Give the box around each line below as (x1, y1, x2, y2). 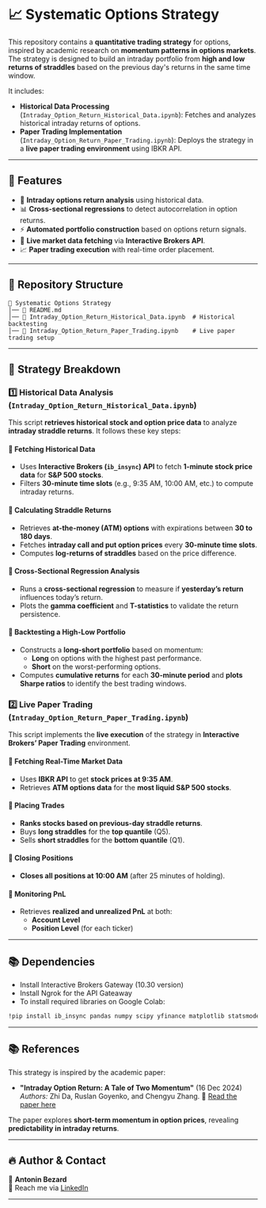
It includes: (8, 86, 44, 95)
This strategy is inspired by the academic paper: (8, 1067, 166, 1077)
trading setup (8, 334, 55, 342)
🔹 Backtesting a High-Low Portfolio (8, 627, 126, 637)
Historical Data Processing (19, 101, 110, 111)
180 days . (19, 531, 53, 541)
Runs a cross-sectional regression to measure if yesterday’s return (19, 583, 244, 594)
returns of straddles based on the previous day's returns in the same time (8, 62, 251, 71)
